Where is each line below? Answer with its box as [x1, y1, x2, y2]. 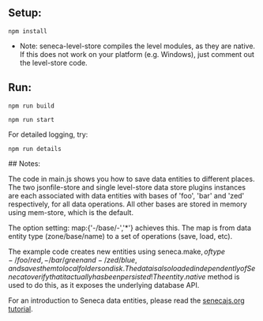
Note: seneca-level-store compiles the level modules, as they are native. [19, 41, 255, 51]
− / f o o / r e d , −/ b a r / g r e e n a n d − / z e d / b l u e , [8, 255, 137, 264]
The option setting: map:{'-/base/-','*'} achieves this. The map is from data [8, 223, 251, 232]
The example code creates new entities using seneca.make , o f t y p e [8, 247, 226, 256]
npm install [8, 27, 47, 35]
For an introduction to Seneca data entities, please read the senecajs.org [8, 296, 245, 305]
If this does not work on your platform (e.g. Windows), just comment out [19, 49, 255, 59]
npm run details [8, 145, 62, 153]
